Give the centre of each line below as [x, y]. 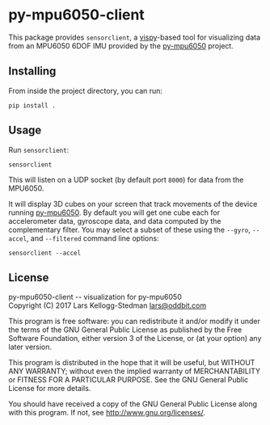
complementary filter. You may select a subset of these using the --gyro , [129, 229]
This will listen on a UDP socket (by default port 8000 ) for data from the [126, 179]
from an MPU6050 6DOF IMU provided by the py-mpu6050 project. [121, 45]
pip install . [32, 105]
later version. [30, 347]
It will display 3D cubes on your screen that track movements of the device [133, 204]
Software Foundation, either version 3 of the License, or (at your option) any [135, 339]
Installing [32, 72]
